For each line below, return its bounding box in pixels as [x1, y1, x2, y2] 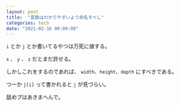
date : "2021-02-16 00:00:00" [6, 25, 79, 32]
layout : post [6, 8, 39, 15]
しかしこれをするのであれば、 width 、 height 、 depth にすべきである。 [6, 68, 178, 75]
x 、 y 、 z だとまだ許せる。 [6, 55, 75, 63]
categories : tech [6, 20, 50, 26]
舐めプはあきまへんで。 [6, 93, 64, 101]
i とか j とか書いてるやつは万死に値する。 [6, 43, 111, 50]
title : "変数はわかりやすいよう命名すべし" [6, 14, 104, 20]
